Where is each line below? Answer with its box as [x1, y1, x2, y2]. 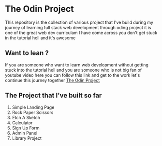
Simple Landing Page [12, 104, 55, 110]
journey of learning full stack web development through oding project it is [5, 24, 151, 30]
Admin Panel [12, 130, 38, 136]
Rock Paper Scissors [12, 109, 54, 115]
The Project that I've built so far [5, 91, 102, 100]
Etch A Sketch [12, 114, 40, 120]
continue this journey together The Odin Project [5, 77, 100, 83]
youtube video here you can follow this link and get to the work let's [5, 72, 140, 78]
